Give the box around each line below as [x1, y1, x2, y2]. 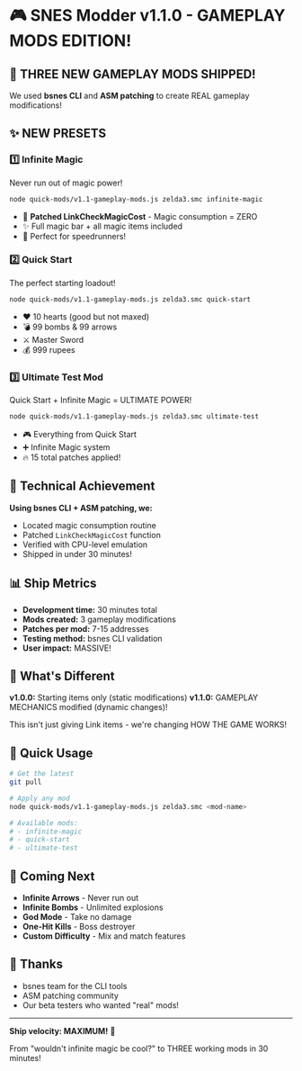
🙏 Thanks [9, 957, 64, 972]
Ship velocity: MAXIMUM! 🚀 [9, 1025, 116, 1036]
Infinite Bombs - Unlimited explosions [22, 902, 164, 913]
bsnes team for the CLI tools [22, 980, 128, 991]
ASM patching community [22, 990, 120, 1001]
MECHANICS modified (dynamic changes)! [9, 702, 168, 713]
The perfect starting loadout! [9, 277, 116, 288]
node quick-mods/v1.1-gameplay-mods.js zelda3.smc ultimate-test [9, 412, 259, 421]
